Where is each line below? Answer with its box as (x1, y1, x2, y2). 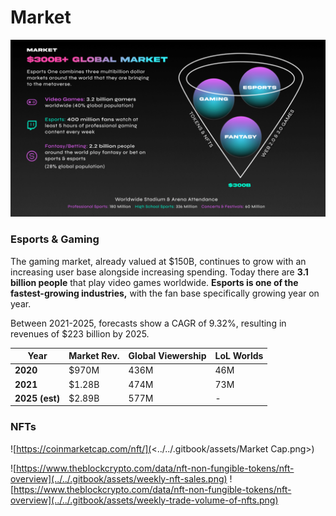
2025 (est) (14, 392, 61, 404)
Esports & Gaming (10, 232, 100, 246)
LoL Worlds (214, 350, 264, 362)
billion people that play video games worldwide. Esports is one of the (10, 276, 299, 288)
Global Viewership (128, 350, 207, 362)
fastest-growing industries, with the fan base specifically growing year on (10, 287, 320, 299)
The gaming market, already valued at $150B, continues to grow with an (10, 255, 307, 267)
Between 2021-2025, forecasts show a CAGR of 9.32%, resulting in (10, 317, 287, 329)
